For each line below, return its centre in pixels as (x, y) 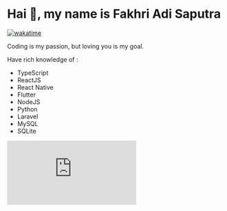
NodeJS (29, 101)
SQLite (26, 131)
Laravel (28, 116)
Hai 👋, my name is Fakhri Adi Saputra (114, 14)
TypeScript (33, 73)
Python (27, 109)
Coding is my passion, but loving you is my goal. (76, 46)
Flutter (26, 95)
